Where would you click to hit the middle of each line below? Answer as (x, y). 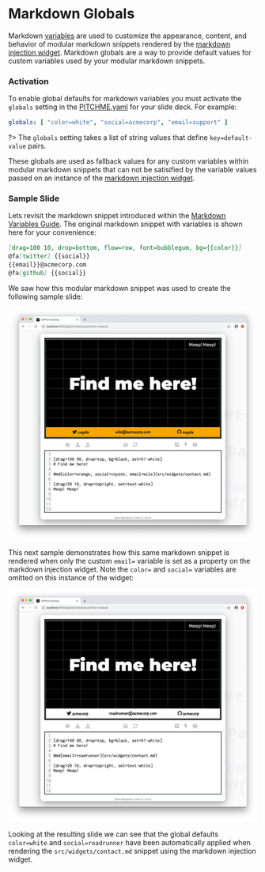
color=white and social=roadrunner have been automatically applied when (130, 842)
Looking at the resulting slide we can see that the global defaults (114, 834)
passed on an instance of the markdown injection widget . (102, 178)
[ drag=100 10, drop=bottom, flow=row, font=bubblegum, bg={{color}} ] (125, 248)
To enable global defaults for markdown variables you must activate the (125, 99)
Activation (28, 81)
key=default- (231, 138)
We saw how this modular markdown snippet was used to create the (119, 288)
